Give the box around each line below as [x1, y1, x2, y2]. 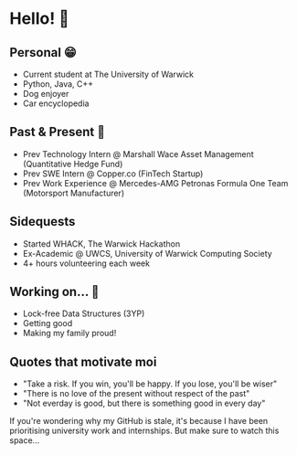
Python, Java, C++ [22, 79, 94, 90]
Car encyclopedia [22, 98, 90, 109]
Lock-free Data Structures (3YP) [22, 308, 145, 319]
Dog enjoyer [22, 89, 69, 99]
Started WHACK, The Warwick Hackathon [22, 238, 181, 249]
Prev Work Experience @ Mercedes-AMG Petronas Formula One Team [22, 177, 289, 188]
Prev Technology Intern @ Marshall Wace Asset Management [22, 148, 254, 159]
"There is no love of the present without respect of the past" [22, 388, 250, 399]
